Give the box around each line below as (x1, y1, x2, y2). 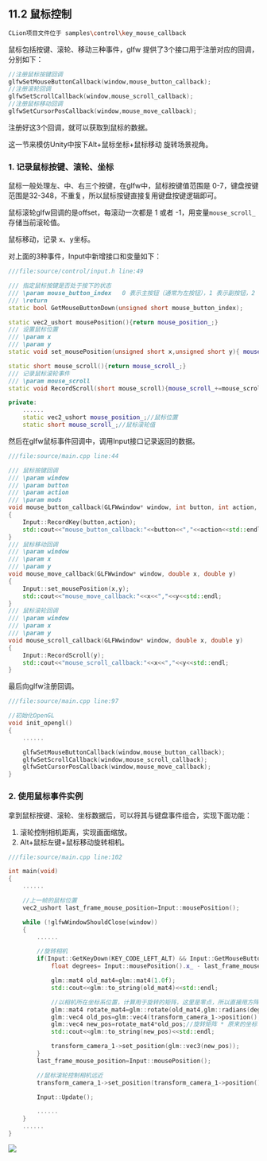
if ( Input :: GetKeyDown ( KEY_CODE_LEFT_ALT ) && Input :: (37, 955, 215, 963)
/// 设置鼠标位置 (8, 325, 58, 334)
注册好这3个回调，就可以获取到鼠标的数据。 (8, 122, 153, 132)
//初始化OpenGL (8, 712, 55, 720)
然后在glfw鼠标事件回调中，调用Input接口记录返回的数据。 (8, 436, 200, 445)
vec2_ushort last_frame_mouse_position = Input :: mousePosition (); (22, 903, 240, 912)
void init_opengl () (8, 719, 73, 728)
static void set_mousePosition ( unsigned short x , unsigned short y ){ (8, 348, 240, 356)
